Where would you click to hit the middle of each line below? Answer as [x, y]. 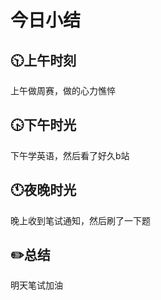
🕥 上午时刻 [43, 60]
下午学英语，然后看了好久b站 [70, 155]
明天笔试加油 [36, 285]
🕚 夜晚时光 [43, 190]
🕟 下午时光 [43, 125]
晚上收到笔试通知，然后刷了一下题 [80, 220]
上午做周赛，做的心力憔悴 [63, 90]
